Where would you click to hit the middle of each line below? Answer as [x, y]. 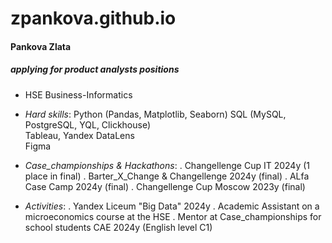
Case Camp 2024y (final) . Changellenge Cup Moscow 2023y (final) [165, 186]
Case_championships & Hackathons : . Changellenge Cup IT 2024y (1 [167, 165]
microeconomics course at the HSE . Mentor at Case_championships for [173, 216]
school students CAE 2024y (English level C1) [118, 227]
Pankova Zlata [41, 46]
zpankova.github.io [93, 18]
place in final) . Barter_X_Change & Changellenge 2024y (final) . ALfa [167, 176]
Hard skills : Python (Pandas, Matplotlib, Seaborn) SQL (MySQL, [155, 114]
